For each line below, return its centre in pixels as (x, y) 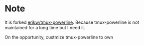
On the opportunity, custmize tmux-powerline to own (59, 37)
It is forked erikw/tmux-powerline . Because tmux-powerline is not (72, 22)
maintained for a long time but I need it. (45, 27)
